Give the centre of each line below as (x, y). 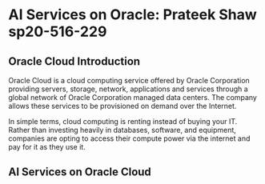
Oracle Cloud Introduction (74, 61)
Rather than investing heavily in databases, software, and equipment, (122, 130)
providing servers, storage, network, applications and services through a (128, 89)
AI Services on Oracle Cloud (80, 172)
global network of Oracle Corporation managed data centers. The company (133, 97)
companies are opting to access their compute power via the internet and (129, 138)
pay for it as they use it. (47, 147)
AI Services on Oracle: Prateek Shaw (133, 15)
